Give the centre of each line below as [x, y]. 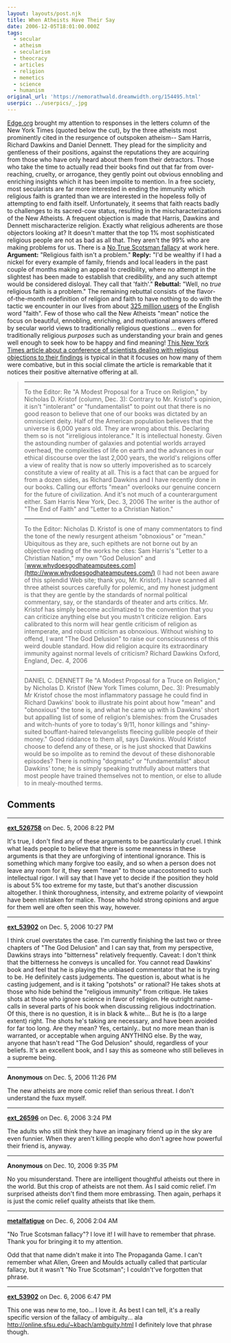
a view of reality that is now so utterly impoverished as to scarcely [118, 465]
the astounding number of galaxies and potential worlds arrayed [115, 443]
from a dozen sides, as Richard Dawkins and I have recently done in [120, 479]
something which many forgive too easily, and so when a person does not [112, 863]
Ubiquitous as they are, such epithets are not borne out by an [111, 543]
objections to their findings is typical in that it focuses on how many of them [114, 357]
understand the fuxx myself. [47, 1098]
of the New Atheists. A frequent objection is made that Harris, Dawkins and [113, 218]
